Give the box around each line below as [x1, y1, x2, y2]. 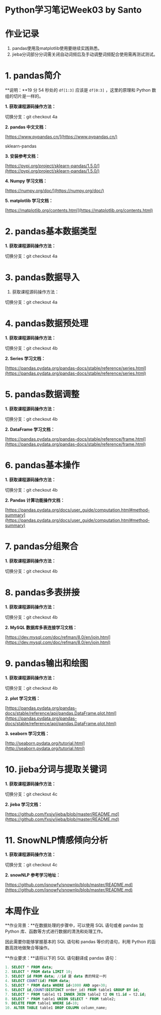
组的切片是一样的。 [5, 93, 44, 99]
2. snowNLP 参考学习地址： [5, 872, 61, 878]
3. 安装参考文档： [5, 153, 40, 159]
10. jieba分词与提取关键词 [5, 764, 107, 775]
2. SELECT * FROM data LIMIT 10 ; [5, 969, 73, 974]
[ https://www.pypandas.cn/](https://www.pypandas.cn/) [5, 134, 118, 140]
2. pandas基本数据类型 [5, 226, 97, 237]
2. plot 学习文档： [5, 695, 41, 701]
